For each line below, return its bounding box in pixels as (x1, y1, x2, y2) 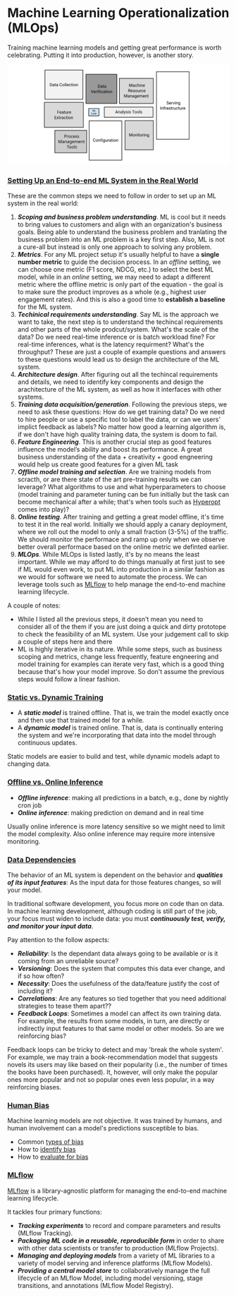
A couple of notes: (7, 601, 61, 610)
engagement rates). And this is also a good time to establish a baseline (17, 295, 225, 304)
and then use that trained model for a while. (17, 716, 144, 725)
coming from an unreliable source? (17, 957, 119, 965)
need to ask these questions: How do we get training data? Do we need (17, 408, 225, 416)
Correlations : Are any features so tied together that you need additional (17, 994, 227, 1003)
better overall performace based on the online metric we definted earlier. (17, 543, 229, 551)
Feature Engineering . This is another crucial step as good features (17, 438, 212, 446)
